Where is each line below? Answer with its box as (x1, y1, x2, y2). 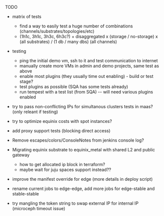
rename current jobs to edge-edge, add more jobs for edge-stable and (12, 186, 155, 192)
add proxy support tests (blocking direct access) (12, 128, 111, 134)
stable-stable (12, 191, 39, 196)
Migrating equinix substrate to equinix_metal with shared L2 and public (12, 147, 155, 152)
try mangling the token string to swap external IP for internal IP (12, 200, 139, 206)
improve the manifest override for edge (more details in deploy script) (12, 176, 153, 182)
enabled (19, 94, 36, 100)
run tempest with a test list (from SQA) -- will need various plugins (19, 89, 153, 95)
